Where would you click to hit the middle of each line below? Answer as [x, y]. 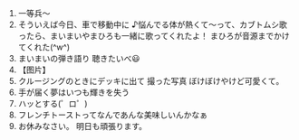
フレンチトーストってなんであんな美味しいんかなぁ [113, 115]
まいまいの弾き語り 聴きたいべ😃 [79, 58]
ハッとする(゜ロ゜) [53, 103]
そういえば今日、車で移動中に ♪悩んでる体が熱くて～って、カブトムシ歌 [153, 24]
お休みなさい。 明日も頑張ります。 [82, 126]
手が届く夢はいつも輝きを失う [73, 92]
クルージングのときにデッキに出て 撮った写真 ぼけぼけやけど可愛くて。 [151, 81]
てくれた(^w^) [44, 47]
